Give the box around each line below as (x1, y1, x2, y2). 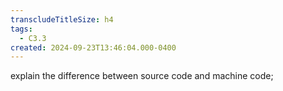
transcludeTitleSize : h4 (10, 14, 114, 25)
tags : (10, 24, 33, 34)
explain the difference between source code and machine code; (10, 70, 274, 82)
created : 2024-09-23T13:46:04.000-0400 (10, 42, 177, 53)
